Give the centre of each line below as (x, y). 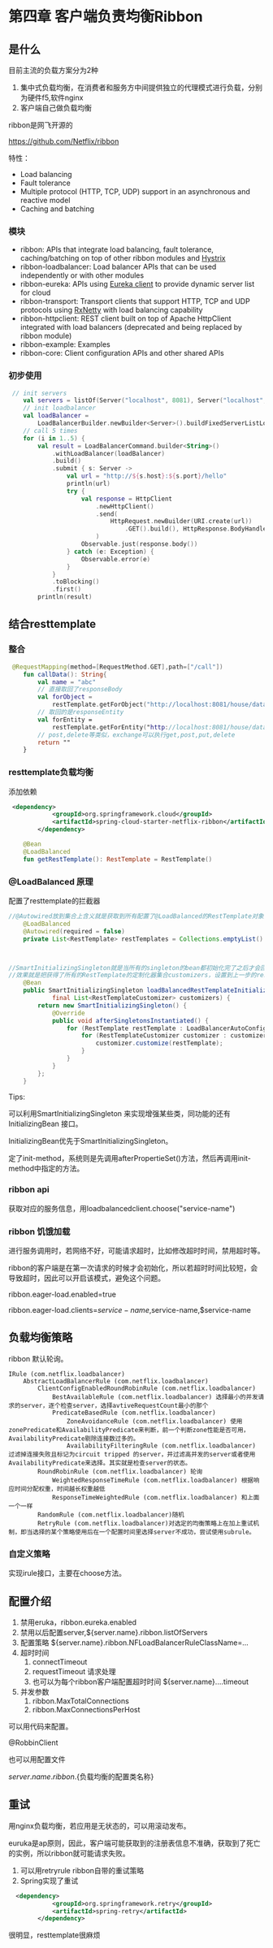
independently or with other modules (82, 275)
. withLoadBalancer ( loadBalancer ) (108, 453)
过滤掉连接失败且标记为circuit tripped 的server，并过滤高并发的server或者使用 (132, 1454)
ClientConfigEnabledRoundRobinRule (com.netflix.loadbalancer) (147, 1388)
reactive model (45, 200)
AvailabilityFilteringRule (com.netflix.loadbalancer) (161, 1446)
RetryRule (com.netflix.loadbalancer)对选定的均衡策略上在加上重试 (145, 1523)
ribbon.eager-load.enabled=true (62, 1294)
